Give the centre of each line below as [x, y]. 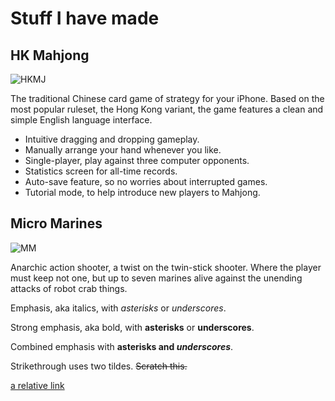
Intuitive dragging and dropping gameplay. [112, 139]
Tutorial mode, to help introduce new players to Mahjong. [142, 192]
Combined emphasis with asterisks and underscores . [122, 346]
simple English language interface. [81, 120]
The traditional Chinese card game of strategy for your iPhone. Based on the [167, 98]
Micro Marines [56, 223]
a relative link [37, 385]
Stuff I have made [85, 18]
